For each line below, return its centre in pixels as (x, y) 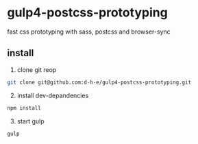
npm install (24, 108)
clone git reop (37, 69)
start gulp (30, 121)
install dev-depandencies (53, 95)
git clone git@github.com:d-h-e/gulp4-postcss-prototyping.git (99, 82)
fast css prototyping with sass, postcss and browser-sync (89, 32)
